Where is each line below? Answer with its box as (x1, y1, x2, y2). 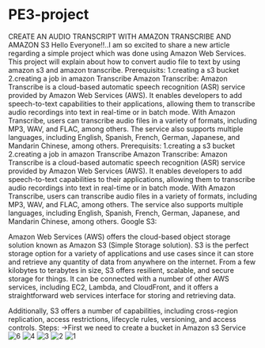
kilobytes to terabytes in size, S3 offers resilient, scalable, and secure (8, 265, 235, 274)
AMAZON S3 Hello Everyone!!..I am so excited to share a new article (8, 40, 230, 49)
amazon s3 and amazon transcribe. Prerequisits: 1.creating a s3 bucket (8, 65, 240, 74)
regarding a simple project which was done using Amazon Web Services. (8, 48, 247, 58)
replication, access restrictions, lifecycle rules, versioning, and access (8, 314, 237, 323)
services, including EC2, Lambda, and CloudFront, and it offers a (8, 282, 219, 292)
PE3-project (8, 6, 89, 24)
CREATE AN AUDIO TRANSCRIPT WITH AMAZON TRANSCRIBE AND (8, 32, 232, 41)
